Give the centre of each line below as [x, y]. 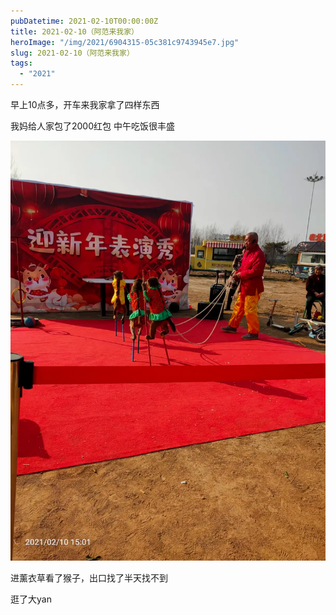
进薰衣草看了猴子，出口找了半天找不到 [89, 578]
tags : [21, 63]
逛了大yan [31, 599]
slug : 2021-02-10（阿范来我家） [72, 53]
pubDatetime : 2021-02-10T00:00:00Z [84, 21]
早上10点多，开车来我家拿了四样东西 [85, 104]
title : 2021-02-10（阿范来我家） [74, 31]
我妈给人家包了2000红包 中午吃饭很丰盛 [92, 126]
